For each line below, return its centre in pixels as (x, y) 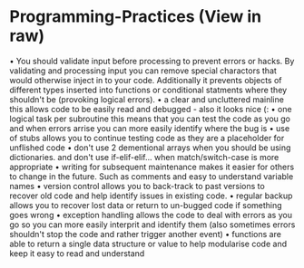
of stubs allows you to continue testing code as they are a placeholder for (147, 138)
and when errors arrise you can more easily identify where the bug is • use (150, 128)
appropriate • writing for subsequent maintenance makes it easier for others (152, 167)
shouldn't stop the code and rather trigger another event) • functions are (145, 234)
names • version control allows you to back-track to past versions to (137, 186)
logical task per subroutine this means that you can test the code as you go (150, 119)
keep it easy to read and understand (77, 253)
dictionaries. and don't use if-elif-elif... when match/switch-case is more (144, 157)
